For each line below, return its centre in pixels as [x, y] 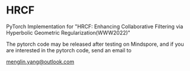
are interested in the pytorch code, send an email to [69, 50]
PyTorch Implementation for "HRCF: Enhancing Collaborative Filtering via [95, 26]
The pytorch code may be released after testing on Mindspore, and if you [95, 44]
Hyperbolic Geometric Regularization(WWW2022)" [68, 32]
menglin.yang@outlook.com [40, 62]
